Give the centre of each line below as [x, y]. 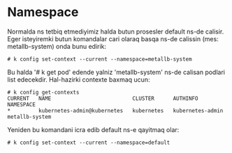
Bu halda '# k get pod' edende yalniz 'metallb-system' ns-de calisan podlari [116, 72]
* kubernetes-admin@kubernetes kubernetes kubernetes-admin [115, 110]
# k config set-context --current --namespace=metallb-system [100, 59]
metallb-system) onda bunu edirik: [57, 46]
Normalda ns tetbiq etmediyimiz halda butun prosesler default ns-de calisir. [116, 31]
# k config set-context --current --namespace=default [89, 143]
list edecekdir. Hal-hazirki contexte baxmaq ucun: [79, 79]
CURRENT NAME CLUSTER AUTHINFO [103, 99]
